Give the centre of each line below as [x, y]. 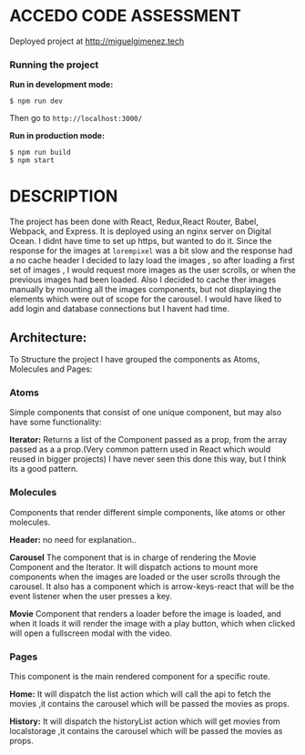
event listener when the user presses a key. [91, 596]
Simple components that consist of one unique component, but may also [146, 413]
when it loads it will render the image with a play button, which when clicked [152, 623]
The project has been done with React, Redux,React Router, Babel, [134, 222]
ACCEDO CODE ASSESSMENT [125, 16]
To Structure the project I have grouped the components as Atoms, [135, 359]
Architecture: [48, 337]
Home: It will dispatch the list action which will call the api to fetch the [140, 694]
